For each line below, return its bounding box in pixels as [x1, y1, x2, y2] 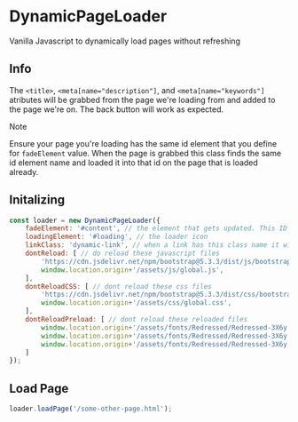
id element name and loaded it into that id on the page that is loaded [9, 157, 259, 168]
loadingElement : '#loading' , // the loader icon [25, 233, 208, 242]
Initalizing [9, 193, 66, 208]
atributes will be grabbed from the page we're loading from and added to [9, 94, 276, 105]
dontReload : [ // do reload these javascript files [25, 249, 220, 259]
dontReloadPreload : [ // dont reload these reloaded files [25, 315, 248, 324]
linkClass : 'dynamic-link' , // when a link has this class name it [25, 241, 279, 250]
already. [9, 166, 39, 177]
